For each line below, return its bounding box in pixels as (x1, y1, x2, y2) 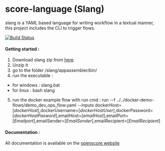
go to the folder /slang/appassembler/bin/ (12, 68, 97, 74)
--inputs (77, 102, 95, 108)
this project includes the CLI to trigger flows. (5, 25, 96, 31)
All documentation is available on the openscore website (5, 140, 120, 146)
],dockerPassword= (113, 108, 153, 113)
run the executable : (12, 73, 53, 78)
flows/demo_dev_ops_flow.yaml (12, 102, 77, 108)
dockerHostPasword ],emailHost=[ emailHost (14, 113, 104, 119)
